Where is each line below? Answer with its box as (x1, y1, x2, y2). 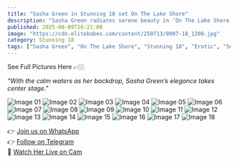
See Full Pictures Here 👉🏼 (7, 63, 85, 71)
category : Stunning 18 (7, 37, 74, 44)
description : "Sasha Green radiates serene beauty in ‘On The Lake (7, 17, 211, 24)
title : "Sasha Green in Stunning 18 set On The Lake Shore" (7, 10, 189, 18)
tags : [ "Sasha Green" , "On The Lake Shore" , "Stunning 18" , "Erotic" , (7, 43, 220, 50)
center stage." (7, 84, 49, 92)
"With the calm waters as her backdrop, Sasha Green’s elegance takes (7, 77, 215, 85)
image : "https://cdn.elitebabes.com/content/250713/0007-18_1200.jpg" (7, 30, 220, 37)
